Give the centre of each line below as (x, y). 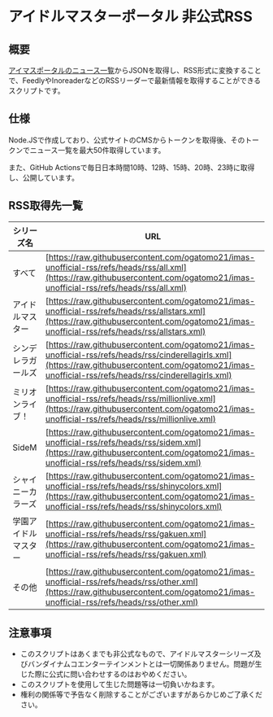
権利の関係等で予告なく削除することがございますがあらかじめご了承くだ (141, 695)
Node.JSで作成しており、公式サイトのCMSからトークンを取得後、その (127, 140)
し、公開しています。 (44, 177)
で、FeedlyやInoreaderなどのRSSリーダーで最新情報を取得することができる (135, 81)
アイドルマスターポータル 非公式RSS (131, 17)
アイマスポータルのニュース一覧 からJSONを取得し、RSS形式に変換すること (135, 70)
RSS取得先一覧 (46, 205)
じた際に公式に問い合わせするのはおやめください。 (106, 674)
